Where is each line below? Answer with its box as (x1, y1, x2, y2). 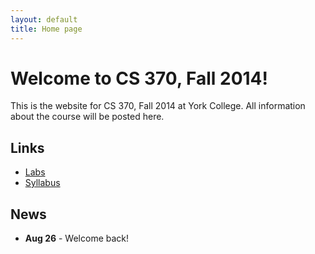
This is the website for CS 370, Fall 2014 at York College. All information (10, 100, 306, 112)
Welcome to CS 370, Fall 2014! (10, 67, 269, 90)
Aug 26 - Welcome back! (24, 232, 130, 245)
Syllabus (24, 177, 61, 189)
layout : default (10, 14, 78, 25)
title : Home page (10, 24, 83, 34)
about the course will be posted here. (10, 111, 165, 123)
